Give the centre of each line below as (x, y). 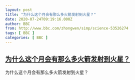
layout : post (19, 10)
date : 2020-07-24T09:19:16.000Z (39, 19)
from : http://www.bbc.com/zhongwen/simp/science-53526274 (67, 28)
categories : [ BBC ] (27, 38)
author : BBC (17, 24)
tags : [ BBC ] (20, 33)
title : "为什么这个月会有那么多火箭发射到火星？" (51, 14)
